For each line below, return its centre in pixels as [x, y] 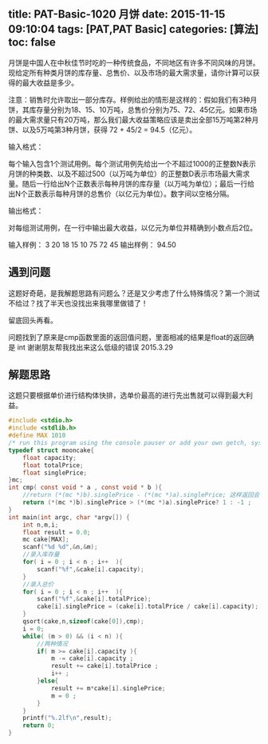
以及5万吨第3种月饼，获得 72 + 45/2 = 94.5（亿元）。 [109, 130]
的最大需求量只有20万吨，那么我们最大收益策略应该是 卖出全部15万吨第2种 [130, 119]
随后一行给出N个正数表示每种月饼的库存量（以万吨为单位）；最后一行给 [138, 183]
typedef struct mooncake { [51, 450]
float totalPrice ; [53, 465]
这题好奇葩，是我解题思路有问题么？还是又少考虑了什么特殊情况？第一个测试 [134, 293]
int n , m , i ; [41, 525]
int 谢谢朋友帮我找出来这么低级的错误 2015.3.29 [95, 347]
